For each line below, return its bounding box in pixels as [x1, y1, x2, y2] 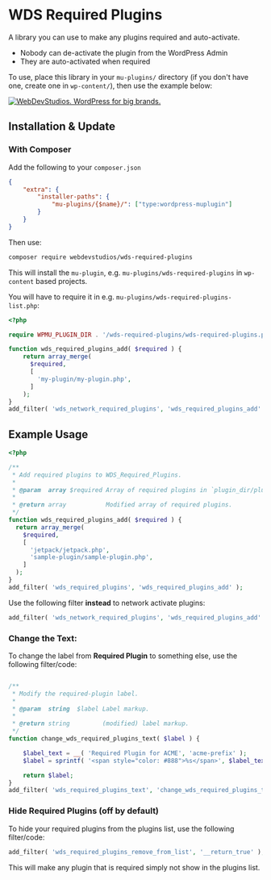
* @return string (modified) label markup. [11, 719, 190, 728]
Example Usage [8, 427, 89, 441]
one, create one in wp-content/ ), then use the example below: [8, 81, 213, 90]
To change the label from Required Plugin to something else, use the [8, 651, 238, 661]
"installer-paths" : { [37, 193, 110, 201]
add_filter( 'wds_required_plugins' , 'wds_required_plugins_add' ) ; [8, 583, 244, 591]
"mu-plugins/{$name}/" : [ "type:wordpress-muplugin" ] [51, 200, 232, 209]
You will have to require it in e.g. [8, 292, 115, 302]
